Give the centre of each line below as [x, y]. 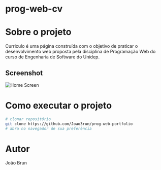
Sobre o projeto [38, 32]
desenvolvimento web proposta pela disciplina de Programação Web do [80, 52]
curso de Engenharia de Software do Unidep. [53, 57]
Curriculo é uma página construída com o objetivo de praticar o [72, 46]
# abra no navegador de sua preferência [49, 128]
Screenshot [24, 73]
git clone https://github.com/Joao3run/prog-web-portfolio [69, 124]
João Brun [16, 163]
